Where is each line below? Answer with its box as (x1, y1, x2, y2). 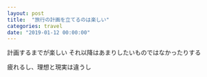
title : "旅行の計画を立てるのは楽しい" (7, 16, 110, 23)
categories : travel (7, 22, 63, 29)
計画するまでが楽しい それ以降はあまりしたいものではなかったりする (7, 48, 201, 57)
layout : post (7, 10, 45, 17)
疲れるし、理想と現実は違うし (7, 63, 91, 72)
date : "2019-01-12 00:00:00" (7, 29, 90, 36)
